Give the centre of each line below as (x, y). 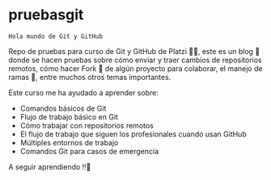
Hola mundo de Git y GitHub (56, 36)
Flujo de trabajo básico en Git (69, 117)
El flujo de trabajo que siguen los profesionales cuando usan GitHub (133, 134)
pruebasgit (46, 15)
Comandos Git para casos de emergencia (89, 151)
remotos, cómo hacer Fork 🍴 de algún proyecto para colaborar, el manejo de (135, 68)
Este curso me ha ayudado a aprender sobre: (84, 92)
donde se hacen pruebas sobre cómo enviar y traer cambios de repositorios (135, 60)
